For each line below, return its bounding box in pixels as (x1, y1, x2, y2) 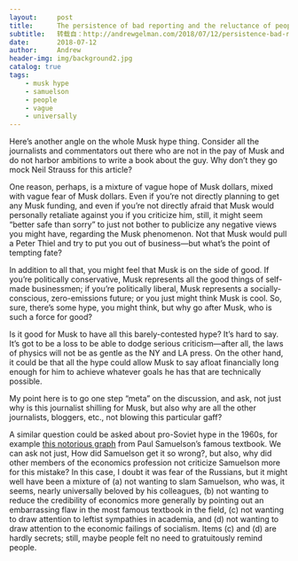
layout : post (9, 12, 74, 22)
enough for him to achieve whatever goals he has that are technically (9, 367, 262, 378)
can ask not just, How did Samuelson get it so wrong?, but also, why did (9, 448, 272, 459)
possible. (9, 376, 43, 386)
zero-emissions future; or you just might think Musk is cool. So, (51, 293, 282, 304)
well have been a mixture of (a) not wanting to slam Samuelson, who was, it (9, 476, 286, 487)
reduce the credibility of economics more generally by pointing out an (9, 495, 264, 506)
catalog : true (9, 63, 62, 72)
